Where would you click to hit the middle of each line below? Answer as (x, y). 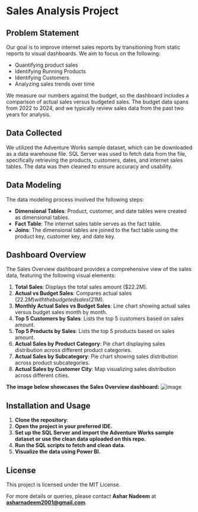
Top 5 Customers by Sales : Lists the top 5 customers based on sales (99, 319)
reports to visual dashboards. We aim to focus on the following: (83, 54)
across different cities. (42, 375)
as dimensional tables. (42, 217)
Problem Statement (43, 33)
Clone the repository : (41, 420)
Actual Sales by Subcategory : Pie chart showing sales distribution (96, 356)
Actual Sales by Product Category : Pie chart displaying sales (90, 344)
